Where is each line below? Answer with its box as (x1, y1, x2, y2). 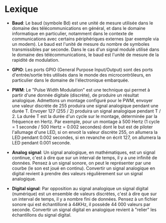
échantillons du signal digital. (11, 212, 72, 218)
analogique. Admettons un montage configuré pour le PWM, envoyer (11, 97, 153, 103)
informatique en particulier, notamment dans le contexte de (11, 30, 134, 36)
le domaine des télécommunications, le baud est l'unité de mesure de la (11, 51, 160, 58)
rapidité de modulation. (11, 57, 60, 63)
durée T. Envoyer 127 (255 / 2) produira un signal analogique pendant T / (11, 108, 161, 114)
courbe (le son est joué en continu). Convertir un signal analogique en (11, 165, 155, 171)
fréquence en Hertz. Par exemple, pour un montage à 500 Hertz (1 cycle (11, 118, 160, 124)
